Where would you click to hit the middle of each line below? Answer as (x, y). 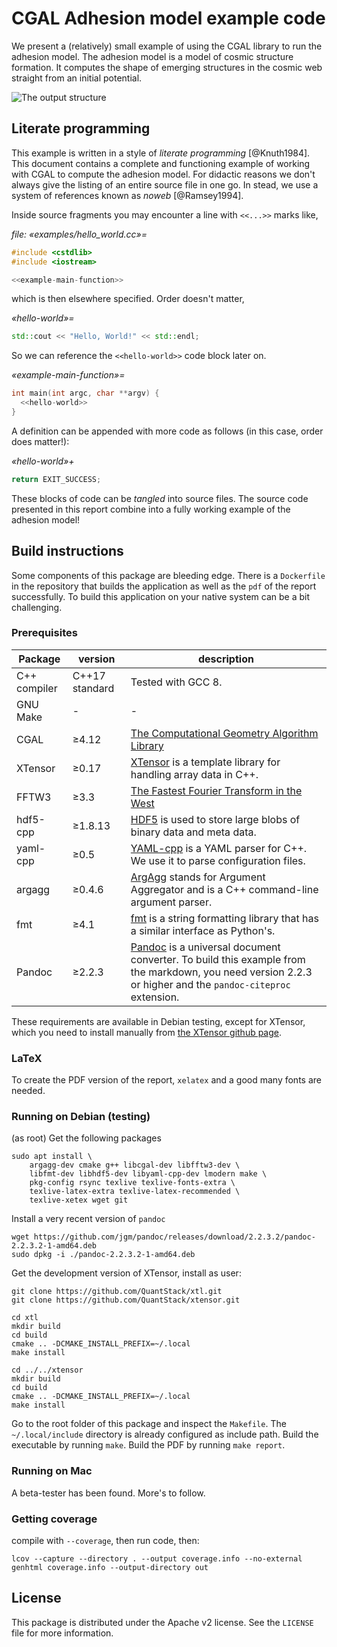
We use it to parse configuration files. (218, 860)
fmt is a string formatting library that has (224, 918)
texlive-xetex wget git (79, 1200)
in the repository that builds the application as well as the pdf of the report (164, 586)
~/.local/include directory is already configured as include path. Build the (165, 1434)
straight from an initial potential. (77, 78)
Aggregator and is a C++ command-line (224, 889)
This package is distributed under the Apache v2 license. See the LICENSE (162, 1622)
